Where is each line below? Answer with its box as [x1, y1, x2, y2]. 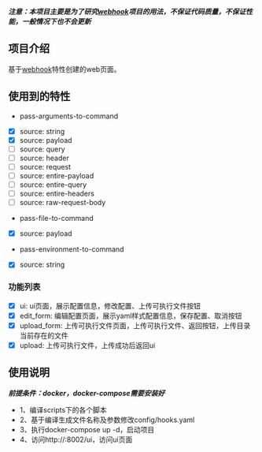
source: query [19, 144, 65, 154]
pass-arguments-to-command [19, 111, 119, 121]
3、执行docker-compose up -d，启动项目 [19, 424, 155, 434]
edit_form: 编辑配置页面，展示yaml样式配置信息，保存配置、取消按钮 [19, 311, 242, 320]
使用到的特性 [8, 90, 71, 103]
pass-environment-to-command [19, 245, 124, 254]
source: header [19, 153, 69, 162]
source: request [19, 162, 72, 171]
